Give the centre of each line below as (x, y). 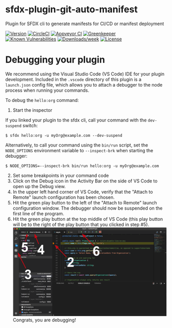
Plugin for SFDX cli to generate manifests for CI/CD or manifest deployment (85, 24)
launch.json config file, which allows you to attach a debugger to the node (84, 85)
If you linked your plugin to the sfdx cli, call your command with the (76, 120)
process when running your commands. (47, 90)
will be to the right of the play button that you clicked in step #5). (81, 224)
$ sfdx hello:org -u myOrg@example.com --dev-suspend (64, 135)
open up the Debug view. (39, 186)
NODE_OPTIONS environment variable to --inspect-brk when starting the (79, 150)
